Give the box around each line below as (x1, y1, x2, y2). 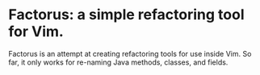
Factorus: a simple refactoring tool (8, 6, 245, 24)
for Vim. (8, 22, 65, 41)
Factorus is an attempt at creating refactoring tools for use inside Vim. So (8, 49, 252, 58)
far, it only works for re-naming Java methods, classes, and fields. (8, 57, 229, 67)
